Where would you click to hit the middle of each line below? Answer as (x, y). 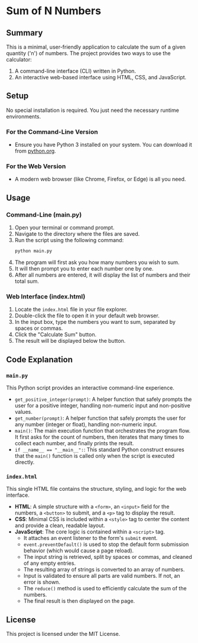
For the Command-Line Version (52, 131)
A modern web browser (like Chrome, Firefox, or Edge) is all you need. (100, 179)
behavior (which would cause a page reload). (79, 551)
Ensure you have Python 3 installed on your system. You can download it (103, 145)
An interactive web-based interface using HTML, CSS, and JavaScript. (100, 77)
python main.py (33, 251)
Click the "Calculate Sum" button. (56, 335)
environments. (24, 116)
